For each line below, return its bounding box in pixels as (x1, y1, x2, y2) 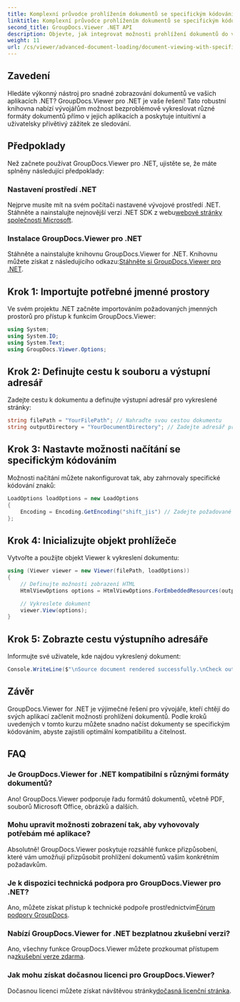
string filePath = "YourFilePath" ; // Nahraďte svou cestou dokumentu (7, 417, 222, 425)
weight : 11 (7, 37, 40, 44)
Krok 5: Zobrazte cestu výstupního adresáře (7, 633, 209, 645)
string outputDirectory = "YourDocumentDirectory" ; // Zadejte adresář (7, 424, 225, 431)
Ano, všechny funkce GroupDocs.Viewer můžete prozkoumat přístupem (7, 945, 219, 953)
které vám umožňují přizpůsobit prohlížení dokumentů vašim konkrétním (7, 852, 220, 861)
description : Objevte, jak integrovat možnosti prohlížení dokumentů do (7, 30, 229, 38)
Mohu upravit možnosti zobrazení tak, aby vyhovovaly (7, 820, 200, 830)
